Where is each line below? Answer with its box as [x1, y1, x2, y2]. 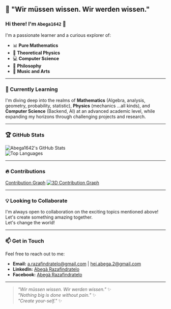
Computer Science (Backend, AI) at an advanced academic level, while [5, 108, 155, 114]
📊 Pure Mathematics [12, 42, 59, 49]
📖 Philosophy [12, 62, 42, 69]
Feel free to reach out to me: [5, 251, 65, 257]
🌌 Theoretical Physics [12, 50, 60, 56]
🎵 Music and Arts [12, 68, 50, 74]
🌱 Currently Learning [5, 85, 58, 92]
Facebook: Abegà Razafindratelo [12, 272, 82, 278]
